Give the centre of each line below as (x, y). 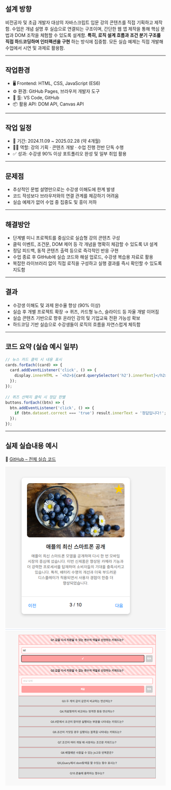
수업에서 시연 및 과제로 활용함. (35, 48)
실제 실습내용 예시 (32, 446)
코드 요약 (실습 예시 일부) (42, 347)
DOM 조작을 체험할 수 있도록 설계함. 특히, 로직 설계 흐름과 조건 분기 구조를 (88, 35)
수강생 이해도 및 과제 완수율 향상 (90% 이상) (56, 305)
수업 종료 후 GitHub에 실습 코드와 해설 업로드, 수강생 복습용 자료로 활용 (83, 257)
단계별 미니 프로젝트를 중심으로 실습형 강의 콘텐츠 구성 (66, 238)
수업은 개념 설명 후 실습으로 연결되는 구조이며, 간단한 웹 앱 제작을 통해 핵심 (86, 29)
